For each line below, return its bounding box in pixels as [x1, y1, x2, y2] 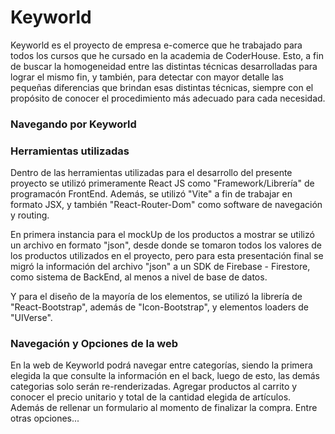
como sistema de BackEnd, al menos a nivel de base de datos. [10, 271, 268, 283]
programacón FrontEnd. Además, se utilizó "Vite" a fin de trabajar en [10, 188, 293, 200]
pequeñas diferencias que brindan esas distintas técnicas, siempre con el [10, 81, 314, 93]
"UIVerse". [10, 312, 53, 324]
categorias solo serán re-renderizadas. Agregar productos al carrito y [10, 381, 298, 393]
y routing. [10, 209, 50, 221]
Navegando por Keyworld [10, 117, 137, 131]
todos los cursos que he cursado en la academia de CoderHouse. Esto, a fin [10, 49, 324, 61]
